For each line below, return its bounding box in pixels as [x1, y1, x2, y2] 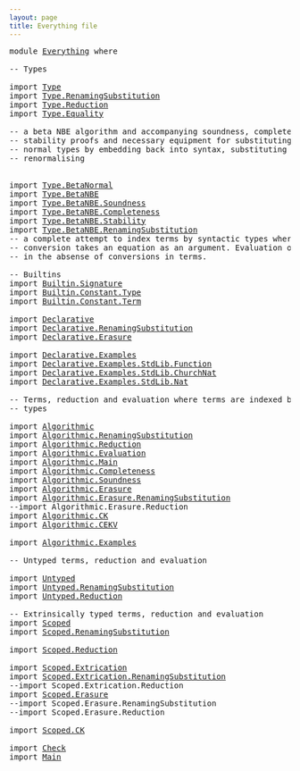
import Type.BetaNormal [9, 180, 113, 190]
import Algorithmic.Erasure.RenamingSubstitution [9, 492, 231, 503]
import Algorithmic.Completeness [9, 465, 156, 476]
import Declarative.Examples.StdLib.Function [9, 358, 212, 369]
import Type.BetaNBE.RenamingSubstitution [9, 224, 198, 235]
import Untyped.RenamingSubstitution [9, 582, 175, 592]
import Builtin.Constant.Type [9, 287, 142, 298]
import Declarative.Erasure [9, 331, 132, 342]
